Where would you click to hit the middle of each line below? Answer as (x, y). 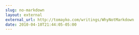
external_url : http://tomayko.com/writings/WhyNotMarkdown (70, 20)
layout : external (24, 15)
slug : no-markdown (25, 10)
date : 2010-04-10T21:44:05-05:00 (41, 24)
